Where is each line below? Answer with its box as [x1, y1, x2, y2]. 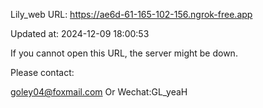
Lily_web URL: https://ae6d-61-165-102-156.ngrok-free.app [10, 9, 253, 20]
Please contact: [10, 67, 75, 78]
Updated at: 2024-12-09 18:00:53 [10, 28, 150, 39]
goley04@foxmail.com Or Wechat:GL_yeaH [10, 86, 188, 98]
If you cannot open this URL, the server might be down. [10, 47, 238, 59]
